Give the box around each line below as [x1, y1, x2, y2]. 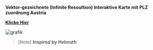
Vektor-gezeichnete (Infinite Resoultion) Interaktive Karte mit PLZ [5, 5, 148, 10]
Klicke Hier [5, 20, 29, 25]
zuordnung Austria [5, 10, 47, 16]
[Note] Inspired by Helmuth [17, 39, 77, 45]
